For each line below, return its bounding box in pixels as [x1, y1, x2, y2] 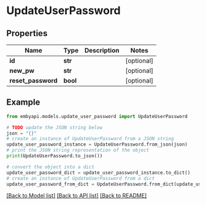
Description [84, 47, 120, 54]
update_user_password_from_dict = [6, 181, 95, 187]
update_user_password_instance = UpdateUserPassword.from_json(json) [6, 141, 188, 147]
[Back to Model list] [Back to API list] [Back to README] [6, 192, 147, 199]
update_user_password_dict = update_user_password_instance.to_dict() [6, 170, 191, 176]
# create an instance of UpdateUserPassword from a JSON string [6, 136, 174, 142]
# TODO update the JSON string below [6, 124, 103, 130]
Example [6, 97, 40, 108]
